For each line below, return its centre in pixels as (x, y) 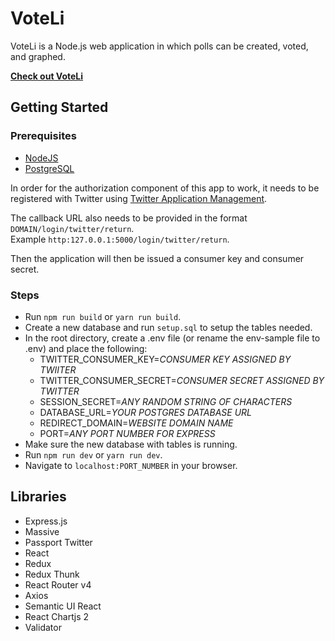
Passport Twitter (58, 542)
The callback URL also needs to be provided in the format (129, 218)
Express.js (46, 521)
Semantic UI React (63, 606)
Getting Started (59, 107)
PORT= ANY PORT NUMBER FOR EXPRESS (127, 433)
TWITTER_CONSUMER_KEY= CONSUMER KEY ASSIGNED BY (165, 359)
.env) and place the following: (86, 348)
